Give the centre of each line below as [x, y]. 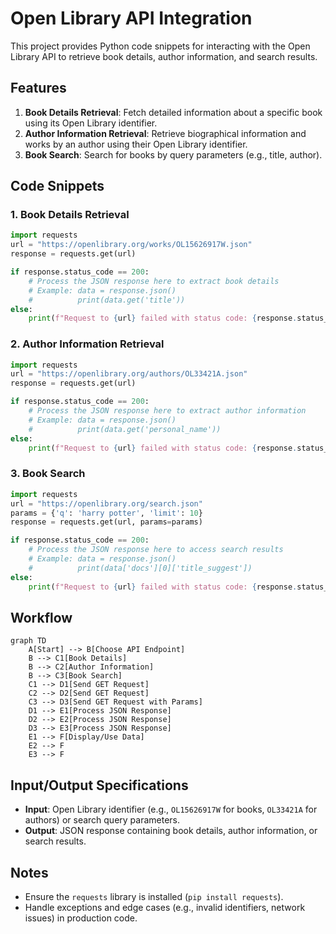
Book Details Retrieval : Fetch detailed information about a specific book [173, 112]
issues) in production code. [81, 918]
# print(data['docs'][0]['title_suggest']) [140, 568]
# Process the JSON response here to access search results [156, 550]
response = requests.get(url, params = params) [106, 522]
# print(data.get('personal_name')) [125, 429]
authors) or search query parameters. [102, 820]
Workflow [41, 617]
